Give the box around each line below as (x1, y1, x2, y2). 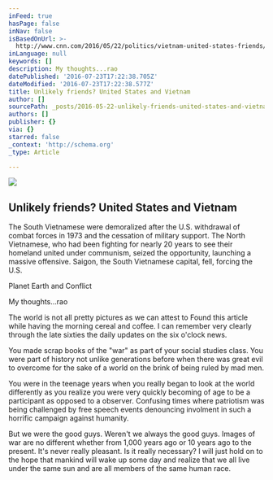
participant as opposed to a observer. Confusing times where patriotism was (8, 396, 265, 406)
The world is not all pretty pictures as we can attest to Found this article (8, 312, 249, 322)
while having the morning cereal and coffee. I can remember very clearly (8, 321, 252, 331)
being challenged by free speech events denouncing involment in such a (8, 404, 252, 415)
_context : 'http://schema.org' (8, 140, 115, 149)
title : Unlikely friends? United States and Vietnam (8, 87, 191, 96)
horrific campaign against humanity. (8, 413, 129, 423)
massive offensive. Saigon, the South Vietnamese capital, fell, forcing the (8, 257, 253, 267)
